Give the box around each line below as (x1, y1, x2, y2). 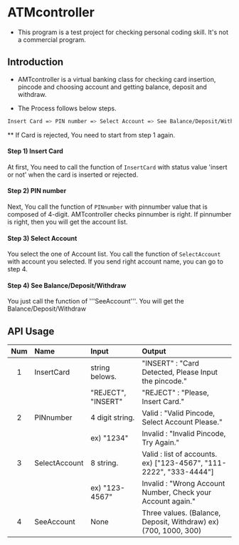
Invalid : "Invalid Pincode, (142, 429, 226, 439)
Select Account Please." (142, 417, 223, 427)
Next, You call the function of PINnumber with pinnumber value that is (7, 202, 208, 211)
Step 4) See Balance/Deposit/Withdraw (7, 281, 127, 289)
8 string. (90, 458, 119, 468)
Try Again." (142, 437, 180, 447)
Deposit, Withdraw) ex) (142, 517, 219, 527)
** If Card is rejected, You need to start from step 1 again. (7, 130, 176, 139)
